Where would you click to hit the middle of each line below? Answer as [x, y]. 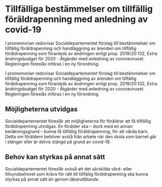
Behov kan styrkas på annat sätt [55, 157]
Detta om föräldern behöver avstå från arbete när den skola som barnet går [81, 136]
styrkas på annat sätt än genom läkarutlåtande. [52, 179]
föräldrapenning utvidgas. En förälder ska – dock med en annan [69, 126]
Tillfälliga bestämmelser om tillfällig [79, 9]
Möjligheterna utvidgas [41, 109]
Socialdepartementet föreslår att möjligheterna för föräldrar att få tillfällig [78, 121]
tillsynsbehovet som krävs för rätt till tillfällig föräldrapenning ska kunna [77, 174]
